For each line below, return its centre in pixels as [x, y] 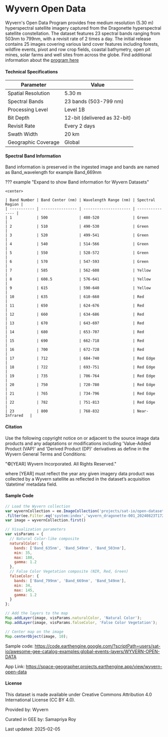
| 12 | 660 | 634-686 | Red [74, 315]
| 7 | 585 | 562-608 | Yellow [78, 270]
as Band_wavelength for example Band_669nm [53, 172]
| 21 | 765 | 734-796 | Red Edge [80, 394]
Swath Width [23, 134]
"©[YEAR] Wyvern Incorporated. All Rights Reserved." [61, 464]
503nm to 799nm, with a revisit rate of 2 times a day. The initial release [78, 39]
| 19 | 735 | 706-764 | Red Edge [80, 376]
